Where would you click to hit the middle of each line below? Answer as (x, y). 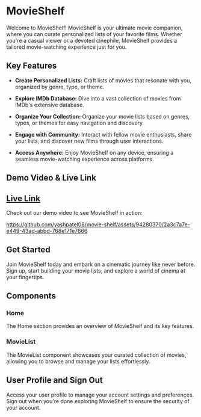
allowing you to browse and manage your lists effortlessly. (78, 361)
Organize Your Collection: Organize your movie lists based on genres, (102, 116)
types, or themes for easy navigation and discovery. (79, 123)
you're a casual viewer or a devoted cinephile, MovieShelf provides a (92, 40)
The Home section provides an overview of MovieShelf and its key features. (100, 326)
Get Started (28, 250)
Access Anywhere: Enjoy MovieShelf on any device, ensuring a (94, 152)
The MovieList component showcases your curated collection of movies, (96, 355)
